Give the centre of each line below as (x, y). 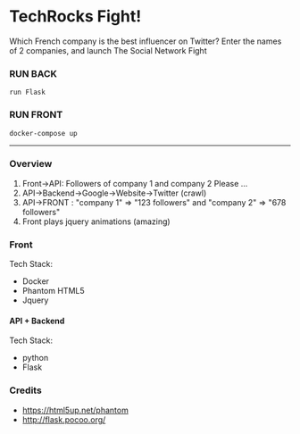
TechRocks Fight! (75, 17)
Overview (31, 164)
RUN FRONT (36, 115)
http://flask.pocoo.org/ (64, 419)
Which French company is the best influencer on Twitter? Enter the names (146, 41)
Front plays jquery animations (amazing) (96, 221)
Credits (25, 390)
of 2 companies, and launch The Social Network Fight (108, 50)
